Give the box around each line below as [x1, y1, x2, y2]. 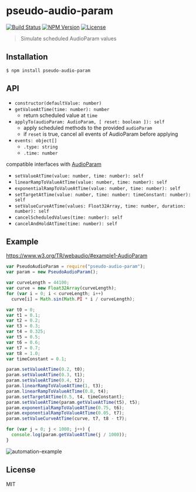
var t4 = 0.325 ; [6, 329, 46, 334]
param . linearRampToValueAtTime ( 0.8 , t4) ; [6, 388, 109, 394]
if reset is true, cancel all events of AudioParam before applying [23, 130, 178, 138]
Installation [6, 52, 48, 62]
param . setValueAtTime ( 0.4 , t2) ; [6, 377, 85, 383]
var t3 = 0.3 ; [6, 323, 41, 329]
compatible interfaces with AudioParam [6, 160, 102, 168]
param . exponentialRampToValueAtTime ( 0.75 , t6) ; [6, 404, 125, 411]
